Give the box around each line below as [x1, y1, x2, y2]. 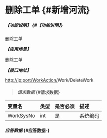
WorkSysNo [7, 112, 36, 119]
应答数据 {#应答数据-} [5, 127, 50, 133]
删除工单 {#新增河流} [5, 4, 90, 16]
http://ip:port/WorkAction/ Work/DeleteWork [5, 77, 94, 83]
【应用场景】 [5, 46, 31, 52]
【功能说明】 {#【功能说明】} [5, 22, 63, 28]
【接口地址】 [5, 68, 31, 73]
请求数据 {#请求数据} [17, 89, 60, 95]
